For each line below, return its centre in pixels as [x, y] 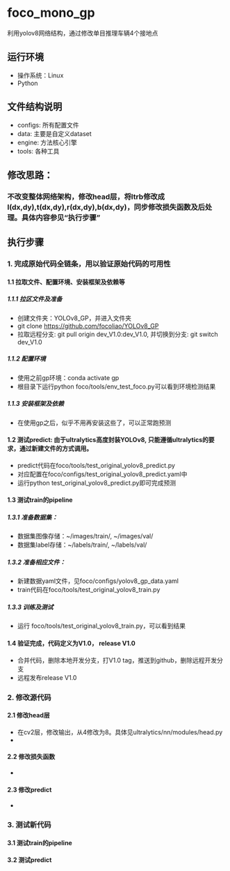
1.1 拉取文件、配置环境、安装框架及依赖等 [66, 282]
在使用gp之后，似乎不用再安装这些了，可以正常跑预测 [94, 423]
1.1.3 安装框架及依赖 [36, 404]
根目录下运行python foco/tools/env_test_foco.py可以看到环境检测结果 [116, 386]
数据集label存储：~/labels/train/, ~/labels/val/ [82, 545]
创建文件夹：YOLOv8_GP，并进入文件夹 [74, 318]
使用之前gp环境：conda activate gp [68, 377]
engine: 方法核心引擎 [47, 142]
